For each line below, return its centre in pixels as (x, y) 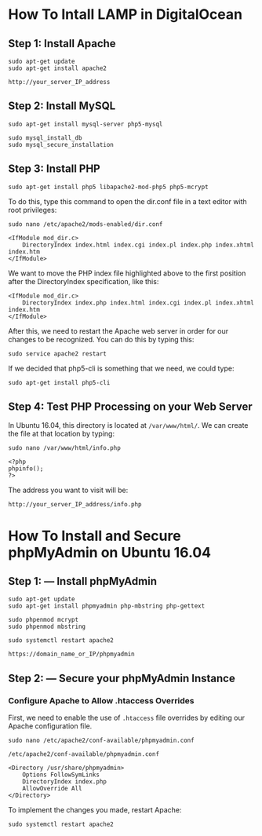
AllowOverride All (52, 789)
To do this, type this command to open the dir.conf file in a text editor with (127, 201)
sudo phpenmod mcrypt (44, 620)
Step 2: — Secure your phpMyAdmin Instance (122, 678)
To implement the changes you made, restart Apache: (95, 810)
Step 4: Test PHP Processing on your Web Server (130, 407)
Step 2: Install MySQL (62, 106)
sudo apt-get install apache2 (58, 68)
